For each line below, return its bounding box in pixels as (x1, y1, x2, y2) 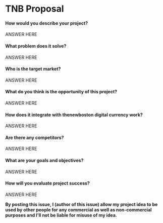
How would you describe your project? (5, 20, 88, 26)
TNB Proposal (5, 3, 64, 15)
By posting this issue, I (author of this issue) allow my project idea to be (5, 201, 158, 207)
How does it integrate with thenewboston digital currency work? (5, 111, 143, 118)
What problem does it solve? (5, 43, 67, 49)
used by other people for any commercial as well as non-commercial (5, 206, 152, 213)
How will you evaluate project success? (5, 180, 90, 187)
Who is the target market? (5, 66, 61, 72)
